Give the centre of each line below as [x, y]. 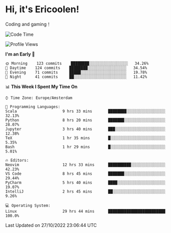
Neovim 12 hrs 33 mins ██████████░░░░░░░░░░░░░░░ [86, 165]
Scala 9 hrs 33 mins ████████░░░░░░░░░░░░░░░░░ [86, 111]
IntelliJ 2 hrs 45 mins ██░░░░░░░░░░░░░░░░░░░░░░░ [86, 191]
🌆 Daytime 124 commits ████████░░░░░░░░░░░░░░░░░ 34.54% [76, 68]
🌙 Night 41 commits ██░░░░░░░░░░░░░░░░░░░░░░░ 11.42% [76, 77]
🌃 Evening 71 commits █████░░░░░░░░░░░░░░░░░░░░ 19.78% [76, 72]
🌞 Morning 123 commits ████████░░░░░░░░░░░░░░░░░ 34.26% [77, 63]
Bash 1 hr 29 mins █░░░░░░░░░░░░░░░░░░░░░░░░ [86, 147]
